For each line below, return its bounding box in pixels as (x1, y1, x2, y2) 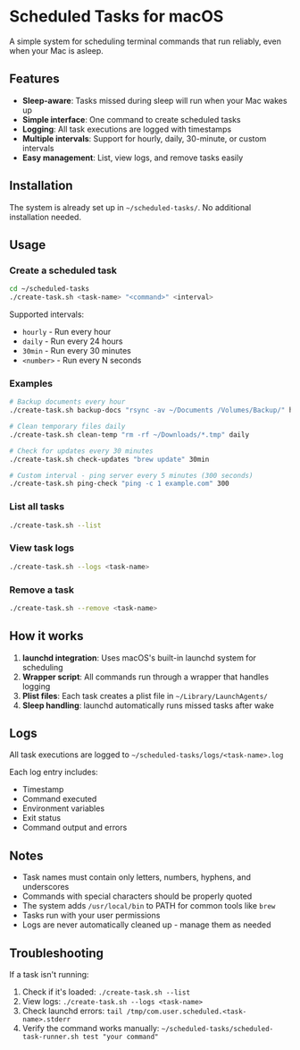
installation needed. (9, 211, 82, 222)
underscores (21, 882, 70, 892)
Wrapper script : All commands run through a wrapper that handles (21, 671, 270, 682)
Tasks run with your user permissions (21, 910, 161, 921)
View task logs (9, 542, 75, 554)
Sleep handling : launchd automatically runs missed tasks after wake (21, 700, 274, 711)
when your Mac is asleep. (9, 45, 104, 55)
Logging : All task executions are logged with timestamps (21, 124, 232, 134)
